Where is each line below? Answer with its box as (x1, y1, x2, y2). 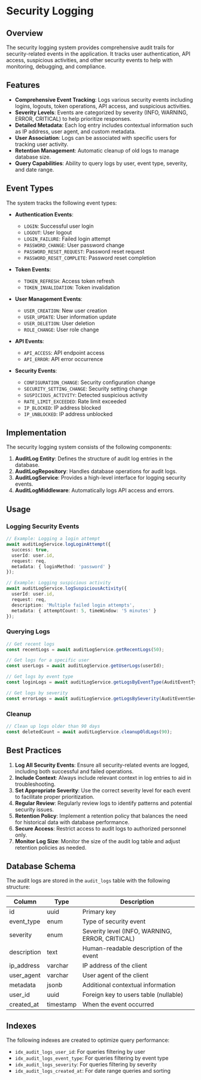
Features (6, 80, 40, 90)
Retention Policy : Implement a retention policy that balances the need (14, 812, 188, 819)
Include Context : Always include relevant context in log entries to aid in (14, 774, 191, 781)
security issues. (14, 806, 54, 813)
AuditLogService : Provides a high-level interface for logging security (14, 474, 187, 481)
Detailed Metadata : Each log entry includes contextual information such (14, 121, 193, 129)
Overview (6, 28, 44, 38)
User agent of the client (82, 971, 148, 980)
